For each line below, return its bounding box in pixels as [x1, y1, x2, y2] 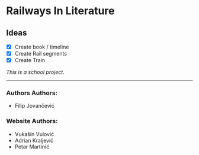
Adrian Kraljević [14, 137, 54, 144]
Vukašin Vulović [14, 130, 54, 137]
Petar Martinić [14, 143, 50, 150]
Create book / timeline [14, 43, 69, 50]
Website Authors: [6, 117, 58, 125]
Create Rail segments [14, 50, 67, 57]
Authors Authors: [6, 89, 58, 97]
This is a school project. [6, 69, 65, 76]
